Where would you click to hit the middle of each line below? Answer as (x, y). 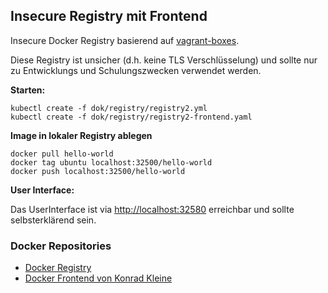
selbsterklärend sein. (53, 220)
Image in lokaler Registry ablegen (81, 135)
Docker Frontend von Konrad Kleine (98, 278)
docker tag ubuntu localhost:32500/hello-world (111, 162)
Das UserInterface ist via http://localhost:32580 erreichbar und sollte (152, 209)
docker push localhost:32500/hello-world (98, 171)
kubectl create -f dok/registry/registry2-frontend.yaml (131, 117)
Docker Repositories (61, 246)
